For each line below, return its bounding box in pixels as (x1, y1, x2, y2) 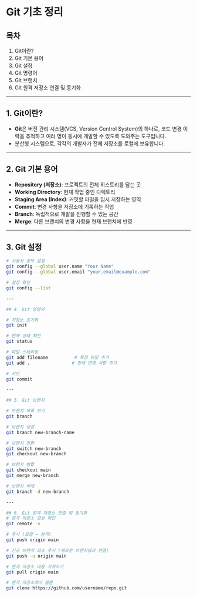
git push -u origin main (6, 553, 67, 559)
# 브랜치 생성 (6, 424, 35, 430)
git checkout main (6, 467, 51, 473)
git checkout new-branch (6, 451, 67, 457)
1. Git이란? (6, 108, 43, 118)
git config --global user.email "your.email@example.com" (6, 269, 151, 275)
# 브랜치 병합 (6, 462, 35, 468)
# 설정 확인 (6, 280, 30, 286)
